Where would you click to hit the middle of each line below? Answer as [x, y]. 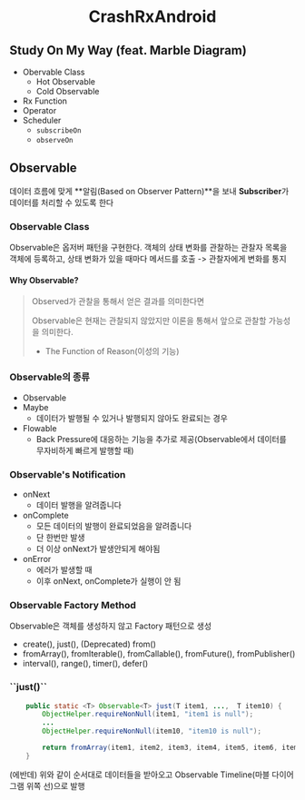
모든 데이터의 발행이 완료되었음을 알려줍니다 [114, 526]
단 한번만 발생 [60, 537]
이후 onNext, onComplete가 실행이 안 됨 [108, 581]
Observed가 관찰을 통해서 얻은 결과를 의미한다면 [118, 301]
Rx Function [45, 101]
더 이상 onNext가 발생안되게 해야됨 [98, 548]
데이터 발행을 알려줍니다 [79, 505]
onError [37, 558]
